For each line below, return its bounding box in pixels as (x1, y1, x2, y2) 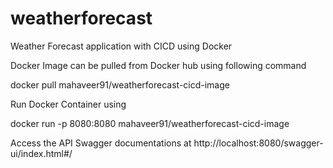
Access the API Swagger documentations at (10, 137, 192, 149)
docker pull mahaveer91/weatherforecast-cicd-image (10, 78, 230, 91)
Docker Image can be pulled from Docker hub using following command (10, 59, 307, 71)
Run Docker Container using (10, 98, 127, 110)
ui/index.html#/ (10, 147, 73, 159)
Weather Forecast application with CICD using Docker (10, 40, 233, 52)
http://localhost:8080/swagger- (193, 137, 324, 149)
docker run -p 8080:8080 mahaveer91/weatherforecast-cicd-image (10, 117, 290, 129)
